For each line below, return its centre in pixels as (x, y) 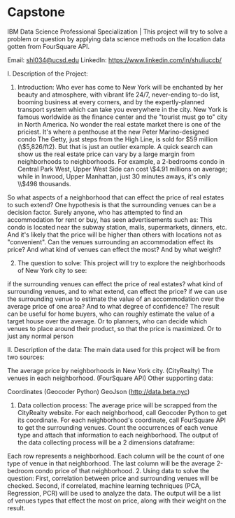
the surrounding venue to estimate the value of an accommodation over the (116, 299)
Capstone (36, 12)
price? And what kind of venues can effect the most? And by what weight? (114, 249)
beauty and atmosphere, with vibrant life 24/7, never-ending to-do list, (119, 94)
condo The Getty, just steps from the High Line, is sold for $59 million (117, 139)
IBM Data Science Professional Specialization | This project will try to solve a (117, 31)
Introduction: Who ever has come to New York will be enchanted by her (120, 87)
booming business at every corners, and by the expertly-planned (111, 101)
